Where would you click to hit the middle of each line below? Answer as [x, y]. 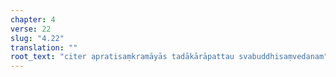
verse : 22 [31, 29]
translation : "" [44, 47]
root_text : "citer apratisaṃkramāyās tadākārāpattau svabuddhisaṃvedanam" [169, 57]
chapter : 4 [33, 19]
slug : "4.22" [37, 38]
